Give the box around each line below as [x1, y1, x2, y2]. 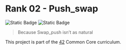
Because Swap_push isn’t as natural [17, 29, 93, 35]
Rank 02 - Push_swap [5, 3, 99, 14]
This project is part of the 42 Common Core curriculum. [5, 38, 121, 45]
